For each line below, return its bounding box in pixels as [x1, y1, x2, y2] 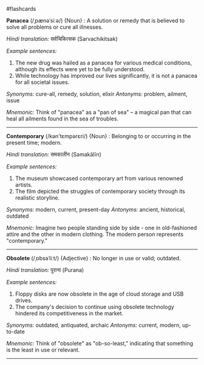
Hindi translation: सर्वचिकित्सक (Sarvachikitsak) [6, 35, 118, 42]
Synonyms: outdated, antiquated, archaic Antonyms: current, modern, [6, 322, 181, 328]
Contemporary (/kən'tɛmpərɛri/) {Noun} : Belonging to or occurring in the [6, 133, 191, 139]
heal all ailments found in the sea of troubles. [6, 115, 119, 122]
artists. [15, 181, 33, 188]
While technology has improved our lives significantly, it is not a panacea [15, 72, 197, 79]
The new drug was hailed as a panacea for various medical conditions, [15, 59, 192, 66]
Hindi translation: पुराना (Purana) [6, 266, 84, 273]
